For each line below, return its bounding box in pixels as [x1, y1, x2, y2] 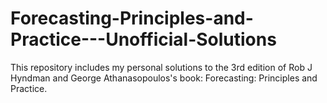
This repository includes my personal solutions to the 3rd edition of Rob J [10, 61, 313, 73]
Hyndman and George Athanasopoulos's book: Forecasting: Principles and [10, 72, 318, 84]
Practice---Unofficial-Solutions [10, 28, 277, 51]
